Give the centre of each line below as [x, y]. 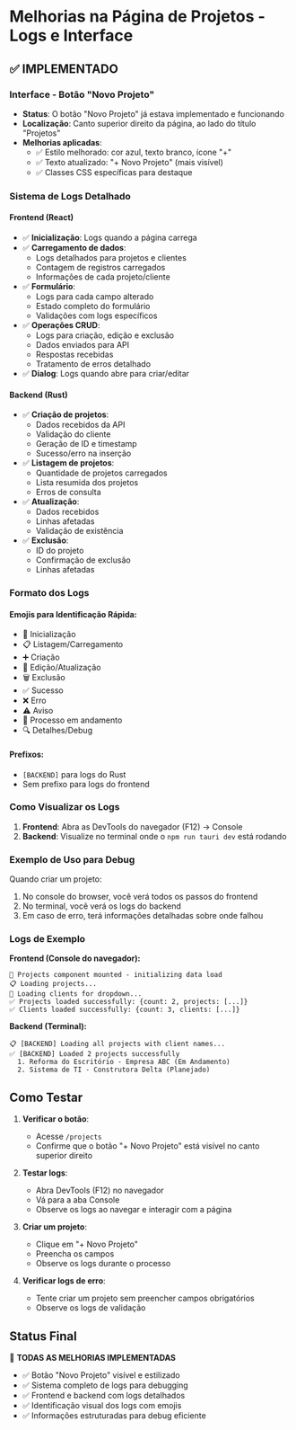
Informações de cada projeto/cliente [103, 277]
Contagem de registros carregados [100, 267]
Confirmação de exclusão [83, 560]
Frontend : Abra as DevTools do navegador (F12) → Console [132, 826]
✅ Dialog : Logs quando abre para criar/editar [106, 373]
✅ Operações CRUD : [61, 325]
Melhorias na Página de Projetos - [138, 17]
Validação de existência [79, 531]
